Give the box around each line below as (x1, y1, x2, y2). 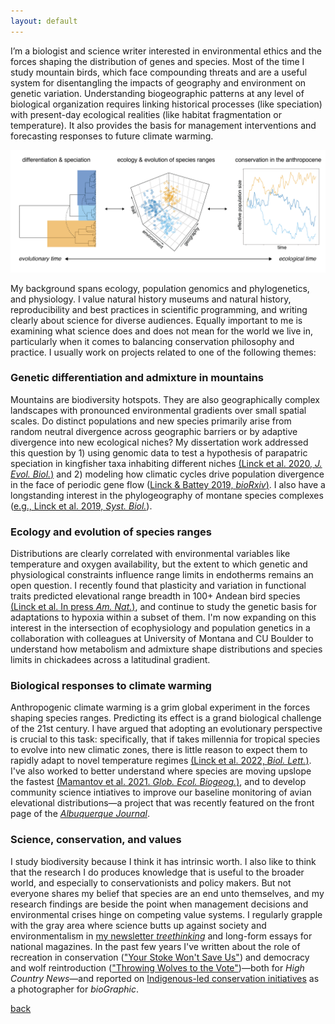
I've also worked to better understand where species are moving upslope (10, 765, 312, 777)
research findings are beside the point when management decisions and (10, 898, 309, 910)
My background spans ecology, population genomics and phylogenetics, (10, 282, 310, 294)
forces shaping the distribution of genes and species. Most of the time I (10, 55, 305, 67)
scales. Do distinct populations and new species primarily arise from (10, 415, 292, 427)
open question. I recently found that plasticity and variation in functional (10, 580, 307, 592)
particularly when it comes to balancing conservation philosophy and (10, 335, 295, 347)
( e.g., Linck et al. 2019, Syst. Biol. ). (10, 500, 153, 512)
